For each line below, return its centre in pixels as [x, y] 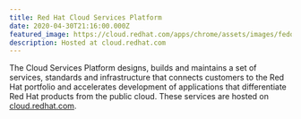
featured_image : [39, 34]
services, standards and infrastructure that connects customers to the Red [147, 78]
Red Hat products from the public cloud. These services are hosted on [139, 97]
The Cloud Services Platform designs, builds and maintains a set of [133, 68]
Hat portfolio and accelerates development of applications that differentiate [148, 87]
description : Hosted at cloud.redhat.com [88, 42]
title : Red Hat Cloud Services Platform [86, 17]
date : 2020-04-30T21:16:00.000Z [69, 26]
